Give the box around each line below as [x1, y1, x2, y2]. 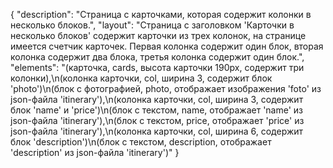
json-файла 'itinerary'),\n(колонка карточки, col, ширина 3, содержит [10, 94, 304, 105]
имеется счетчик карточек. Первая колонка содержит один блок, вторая [10, 40, 324, 52]
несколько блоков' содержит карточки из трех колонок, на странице [10, 30, 307, 41]
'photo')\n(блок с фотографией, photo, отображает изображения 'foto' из [10, 83, 322, 94]
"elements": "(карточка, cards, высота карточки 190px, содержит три [10, 62, 305, 73]
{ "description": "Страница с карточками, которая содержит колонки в [10, 9, 312, 20]
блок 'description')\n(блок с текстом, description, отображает [10, 136, 272, 148]
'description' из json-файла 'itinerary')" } [10, 147, 180, 158]
